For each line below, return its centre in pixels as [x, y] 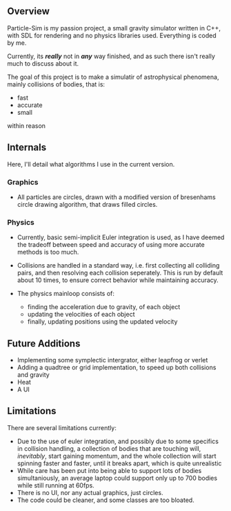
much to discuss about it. [43, 63]
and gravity [33, 375]
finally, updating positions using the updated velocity [102, 322]
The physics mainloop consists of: [66, 294]
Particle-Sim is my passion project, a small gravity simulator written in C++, [114, 28]
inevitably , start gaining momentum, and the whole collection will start [117, 456]
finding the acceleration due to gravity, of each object [104, 307]
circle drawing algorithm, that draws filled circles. [87, 204]
